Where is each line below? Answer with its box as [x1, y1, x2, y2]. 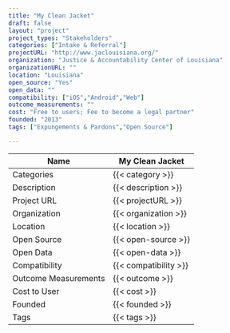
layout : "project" [8, 26, 69, 34]
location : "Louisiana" [8, 71, 84, 79]
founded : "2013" [8, 116, 62, 124]
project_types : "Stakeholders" [8, 34, 113, 42]
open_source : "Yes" [8, 78, 73, 86]
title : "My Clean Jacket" [8, 11, 94, 20]
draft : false [8, 19, 52, 27]
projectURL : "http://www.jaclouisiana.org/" [8, 49, 159, 57]
